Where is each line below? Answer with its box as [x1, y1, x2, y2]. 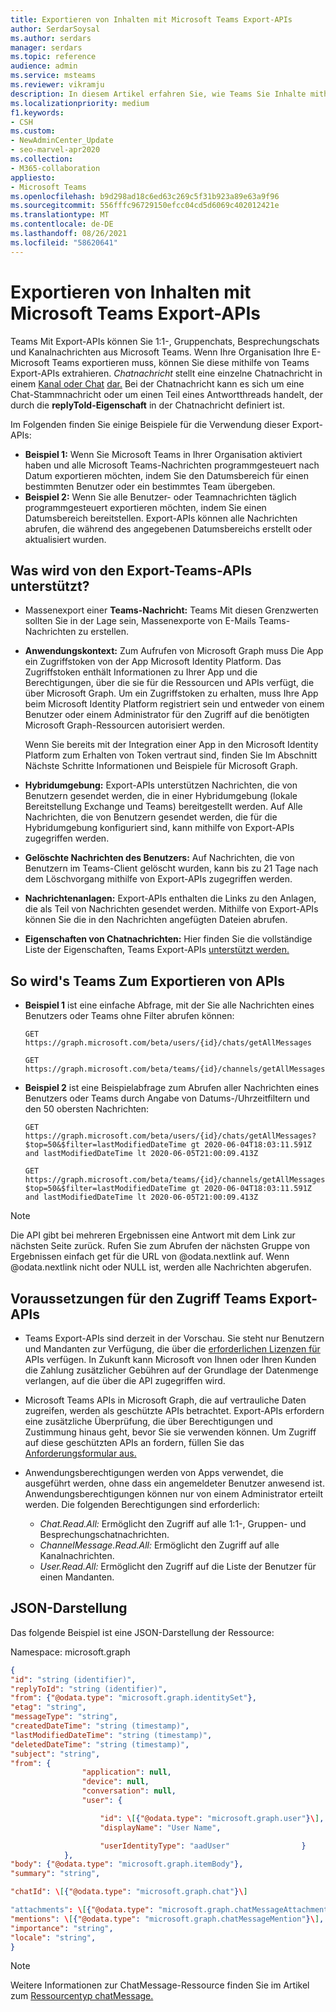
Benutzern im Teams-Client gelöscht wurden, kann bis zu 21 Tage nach [24, 862, 319, 875]
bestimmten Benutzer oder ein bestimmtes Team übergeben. [24, 480, 276, 492]
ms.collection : [10, 154, 74, 164]
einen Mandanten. [39, 1571, 115, 1583]
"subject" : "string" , [10, 1749, 101, 1759]
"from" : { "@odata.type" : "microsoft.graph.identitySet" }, [10, 1693, 257, 1703]
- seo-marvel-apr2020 [10, 145, 101, 155]
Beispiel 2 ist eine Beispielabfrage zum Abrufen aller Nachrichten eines [24, 1082, 320, 1094]
